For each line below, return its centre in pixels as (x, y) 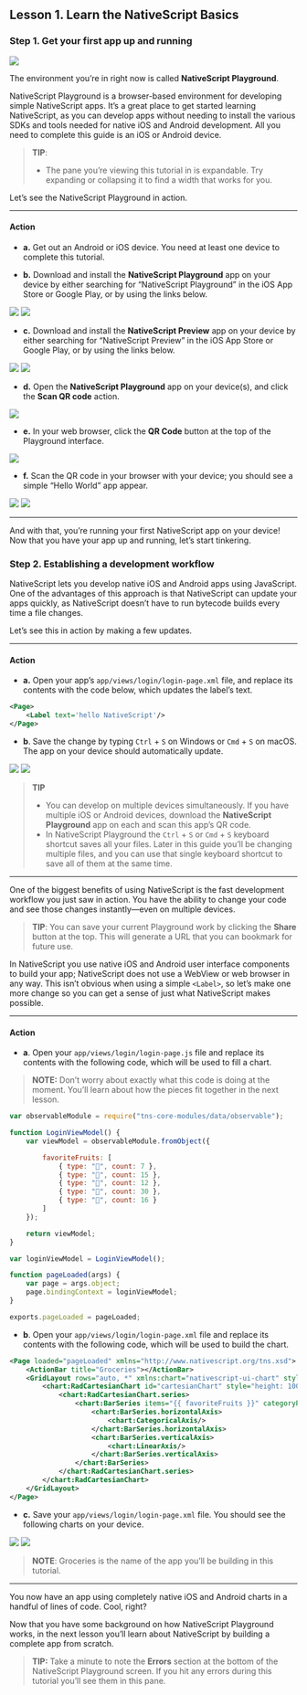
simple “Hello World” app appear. (85, 485)
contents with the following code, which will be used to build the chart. (156, 1344)
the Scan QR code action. (71, 396)
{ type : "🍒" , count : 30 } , (110, 1192)
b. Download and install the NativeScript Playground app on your (147, 274)
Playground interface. (64, 440)
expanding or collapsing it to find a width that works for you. (159, 180)
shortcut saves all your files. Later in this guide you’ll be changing (169, 844)
